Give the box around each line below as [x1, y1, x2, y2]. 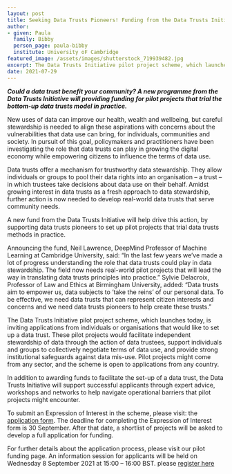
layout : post [7, 10, 45, 17]
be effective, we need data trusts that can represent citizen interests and [7, 295, 214, 303]
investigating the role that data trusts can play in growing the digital [7, 145, 199, 153]
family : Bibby [13, 36, 54, 43]
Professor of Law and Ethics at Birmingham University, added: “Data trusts [7, 280, 219, 289]
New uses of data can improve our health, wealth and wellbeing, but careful [7, 115, 223, 123]
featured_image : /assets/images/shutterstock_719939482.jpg [7, 55, 184, 62]
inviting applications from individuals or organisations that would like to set [7, 323, 220, 331]
